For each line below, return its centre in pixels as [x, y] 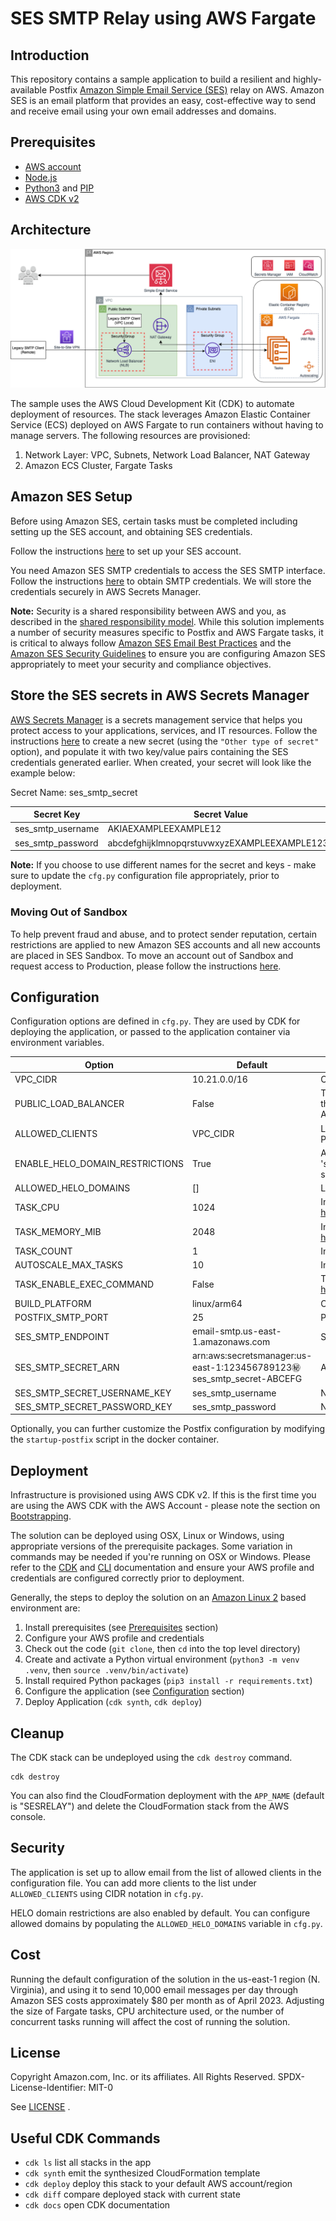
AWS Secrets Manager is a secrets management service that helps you [156, 719]
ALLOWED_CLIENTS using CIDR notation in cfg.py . [107, 1893]
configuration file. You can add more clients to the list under [133, 1883]
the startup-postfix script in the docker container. [115, 1439]
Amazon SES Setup [71, 497]
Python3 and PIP [59, 188]
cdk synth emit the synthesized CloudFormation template [142, 2173]
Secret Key [57, 814]
